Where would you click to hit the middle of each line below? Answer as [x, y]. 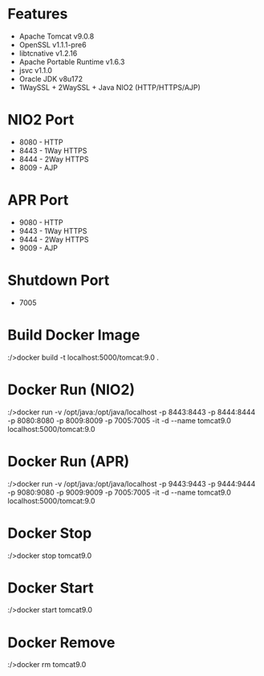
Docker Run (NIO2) [71, 389]
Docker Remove [61, 642]
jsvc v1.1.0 [36, 70]
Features [38, 14]
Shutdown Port [59, 280]
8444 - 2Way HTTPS [54, 159]
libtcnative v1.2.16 [48, 53]
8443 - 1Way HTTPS [53, 150]
